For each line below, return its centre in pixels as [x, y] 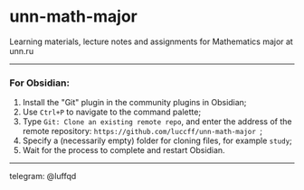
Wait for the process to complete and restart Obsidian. [123, 150]
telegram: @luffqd [43, 176]
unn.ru [22, 50]
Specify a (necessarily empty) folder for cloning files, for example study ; [157, 140]
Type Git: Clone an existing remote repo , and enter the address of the [157, 122]
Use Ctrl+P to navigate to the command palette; [112, 112]
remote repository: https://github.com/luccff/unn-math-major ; [142, 131]
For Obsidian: [40, 83]
